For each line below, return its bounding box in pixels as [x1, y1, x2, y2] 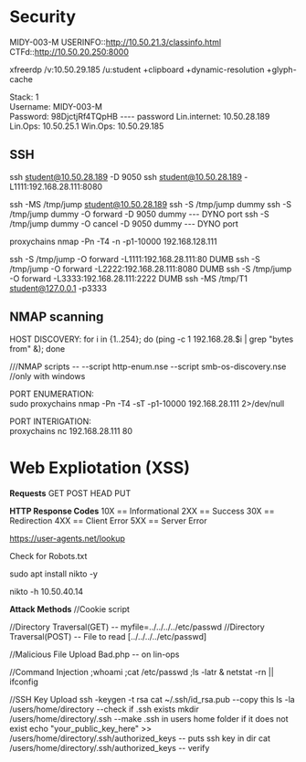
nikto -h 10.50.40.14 [9, 586, 84, 597]
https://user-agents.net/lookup [9, 533, 126, 544]
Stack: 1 [9, 91, 39, 102]
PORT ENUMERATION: [9, 388, 94, 399]
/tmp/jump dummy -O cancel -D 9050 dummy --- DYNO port [9, 217, 239, 229]
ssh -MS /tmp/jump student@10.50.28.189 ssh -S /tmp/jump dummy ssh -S [9, 198, 292, 209]
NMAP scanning [9, 309, 104, 325]
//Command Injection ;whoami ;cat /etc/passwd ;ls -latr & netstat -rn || [9, 666, 274, 677]
